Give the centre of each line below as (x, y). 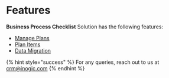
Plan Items (27, 44)
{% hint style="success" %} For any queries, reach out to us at (83, 62)
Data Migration (33, 50)
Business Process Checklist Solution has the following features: (85, 27)
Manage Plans (32, 38)
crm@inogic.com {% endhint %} (45, 68)
